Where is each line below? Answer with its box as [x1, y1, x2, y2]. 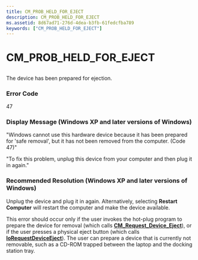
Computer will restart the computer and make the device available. [6, 203, 171, 211]
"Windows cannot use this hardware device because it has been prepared [6, 131, 188, 139]
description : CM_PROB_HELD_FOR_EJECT [6, 14, 100, 20]
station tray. [6, 247, 36, 254]
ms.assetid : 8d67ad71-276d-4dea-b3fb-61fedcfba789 [6, 20, 134, 26]
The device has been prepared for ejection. [6, 74, 112, 82]
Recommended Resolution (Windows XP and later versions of [6, 177, 188, 185]
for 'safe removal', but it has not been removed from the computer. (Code [6, 137, 186, 145]
